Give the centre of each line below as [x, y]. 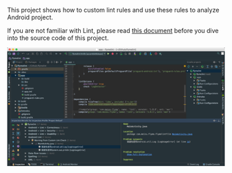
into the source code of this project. [58, 38]
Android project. [30, 17]
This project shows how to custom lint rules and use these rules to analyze [113, 10]
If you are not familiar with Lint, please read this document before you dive [113, 31]
